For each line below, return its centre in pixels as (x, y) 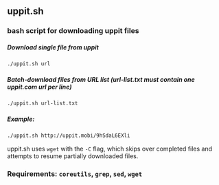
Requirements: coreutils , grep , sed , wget (75, 173)
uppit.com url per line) (39, 87)
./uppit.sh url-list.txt (43, 104)
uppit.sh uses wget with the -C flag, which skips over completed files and (110, 149)
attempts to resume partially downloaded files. (73, 156)
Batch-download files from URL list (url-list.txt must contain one (101, 79)
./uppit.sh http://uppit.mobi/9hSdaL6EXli (69, 135)
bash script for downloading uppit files (73, 31)
